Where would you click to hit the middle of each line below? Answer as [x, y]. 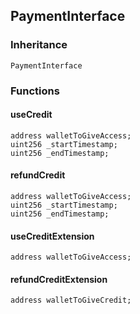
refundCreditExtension [59, 279]
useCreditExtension [52, 236]
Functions [35, 91]
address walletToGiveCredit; [71, 300]
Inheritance [39, 45]
